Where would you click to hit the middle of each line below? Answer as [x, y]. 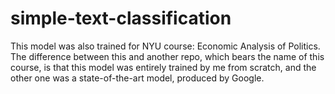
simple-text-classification [121, 18]
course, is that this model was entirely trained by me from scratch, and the [163, 67]
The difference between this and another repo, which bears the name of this [167, 56]
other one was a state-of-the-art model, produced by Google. [137, 78]
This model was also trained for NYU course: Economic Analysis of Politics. [165, 46]
